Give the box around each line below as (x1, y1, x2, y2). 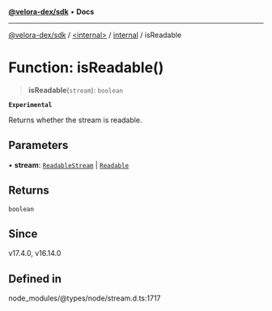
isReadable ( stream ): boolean (28, 85, 124, 95)
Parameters (8, 138, 69, 152)
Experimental (8, 100, 53, 109)
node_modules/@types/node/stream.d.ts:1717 (8, 293, 161, 303)
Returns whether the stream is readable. (8, 115, 142, 125)
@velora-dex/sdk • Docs (8, 7, 95, 16)
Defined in (8, 271, 62, 286)
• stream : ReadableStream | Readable (8, 160, 130, 169)
